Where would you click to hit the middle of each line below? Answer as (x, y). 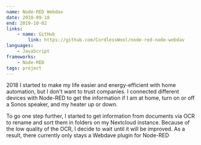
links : (14, 29)
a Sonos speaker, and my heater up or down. (62, 105)
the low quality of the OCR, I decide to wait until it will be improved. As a (96, 129)
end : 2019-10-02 (27, 23)
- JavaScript (33, 51)
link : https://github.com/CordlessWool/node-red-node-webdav (107, 40)
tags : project (24, 68)
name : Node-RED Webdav (35, 12)
